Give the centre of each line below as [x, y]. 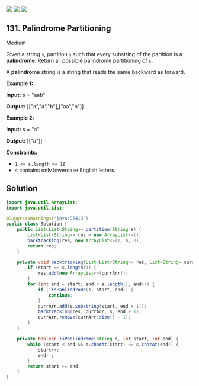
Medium [16, 43]
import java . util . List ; [36, 208]
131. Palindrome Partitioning [59, 29]
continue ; [60, 295]
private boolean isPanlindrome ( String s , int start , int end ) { [98, 339]
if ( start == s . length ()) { [62, 268]
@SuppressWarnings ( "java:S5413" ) [47, 218]
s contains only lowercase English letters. [65, 170]
